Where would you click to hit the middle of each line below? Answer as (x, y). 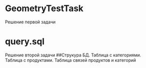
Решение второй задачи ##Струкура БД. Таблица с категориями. (73, 55)
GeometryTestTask (44, 8)
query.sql (25, 42)
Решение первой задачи (30, 22)
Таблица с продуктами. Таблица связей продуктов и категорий (71, 60)
